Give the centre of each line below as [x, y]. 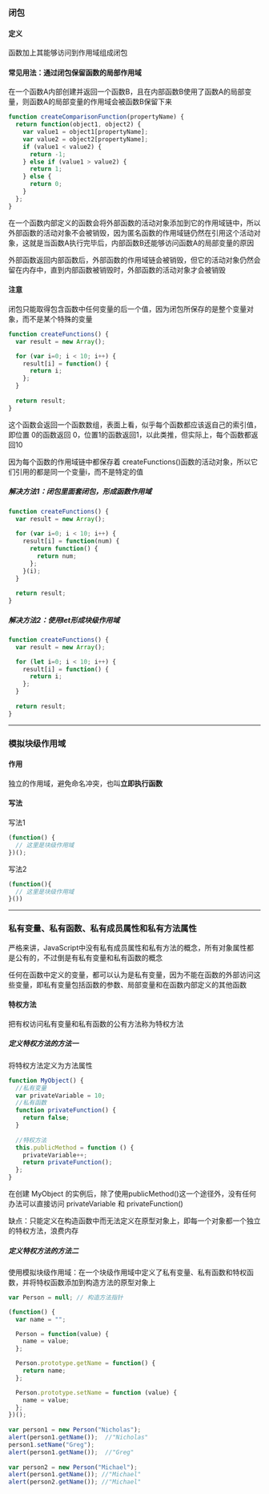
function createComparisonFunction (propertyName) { [96, 117]
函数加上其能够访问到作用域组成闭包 [68, 53]
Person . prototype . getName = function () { [86, 1363]
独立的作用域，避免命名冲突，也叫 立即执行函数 [85, 783]
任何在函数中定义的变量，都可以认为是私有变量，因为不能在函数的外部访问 [131, 975]
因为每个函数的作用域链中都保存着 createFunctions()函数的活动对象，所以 [130, 462]
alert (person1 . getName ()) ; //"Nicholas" [78, 1437]
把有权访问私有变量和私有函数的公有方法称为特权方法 [96, 1024]
